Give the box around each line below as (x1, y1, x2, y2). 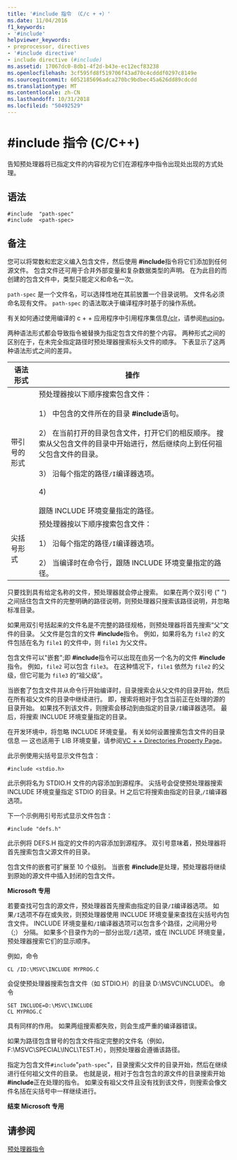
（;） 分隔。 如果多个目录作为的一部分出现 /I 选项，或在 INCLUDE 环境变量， (7, 928, 229, 937)
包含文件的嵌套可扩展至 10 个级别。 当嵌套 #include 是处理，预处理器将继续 (7, 863, 226, 871)
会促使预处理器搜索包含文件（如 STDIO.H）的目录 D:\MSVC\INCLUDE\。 (7, 979, 217, 988)
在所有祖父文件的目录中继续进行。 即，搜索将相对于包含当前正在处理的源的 (7, 695, 226, 704)
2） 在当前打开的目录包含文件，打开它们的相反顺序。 (38, 428, 215, 438)
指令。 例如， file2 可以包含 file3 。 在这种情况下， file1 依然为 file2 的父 (7, 662, 225, 671)
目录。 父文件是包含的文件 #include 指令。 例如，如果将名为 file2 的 (19, 629, 219, 638)
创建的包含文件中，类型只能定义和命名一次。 (7, 275, 138, 283)
